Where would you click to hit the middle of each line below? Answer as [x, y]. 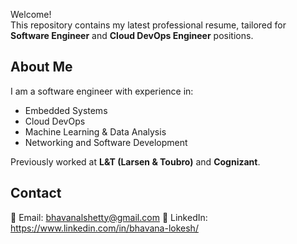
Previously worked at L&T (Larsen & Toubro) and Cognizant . [135, 161]
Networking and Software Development [106, 142]
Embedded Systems [66, 110]
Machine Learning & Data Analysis [95, 131]
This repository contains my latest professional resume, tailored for [148, 25]
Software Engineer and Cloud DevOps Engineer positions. [132, 35]
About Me [41, 67]
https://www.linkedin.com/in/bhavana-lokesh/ [104, 228]
